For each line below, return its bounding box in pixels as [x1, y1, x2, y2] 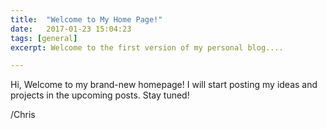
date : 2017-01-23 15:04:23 [10, 24, 132, 34]
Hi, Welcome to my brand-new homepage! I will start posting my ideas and [10, 79, 318, 91]
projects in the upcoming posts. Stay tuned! [10, 89, 190, 101]
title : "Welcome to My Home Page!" [10, 14, 163, 25]
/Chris [10, 109, 36, 121]
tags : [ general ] [10, 33, 78, 43]
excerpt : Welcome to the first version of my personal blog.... [10, 42, 284, 53]
